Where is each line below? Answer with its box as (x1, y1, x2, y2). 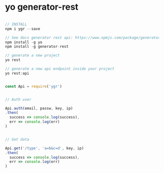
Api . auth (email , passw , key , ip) (5, 106, 73, 111)
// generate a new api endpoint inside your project (5, 66, 115, 72)
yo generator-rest (5, 1, 79, 13)
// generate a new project (5, 53, 60, 58)
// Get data (5, 137, 29, 142)
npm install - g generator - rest (5, 44, 69, 49)
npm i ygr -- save (5, 26, 41, 31)
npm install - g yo (5, 39, 42, 45)
